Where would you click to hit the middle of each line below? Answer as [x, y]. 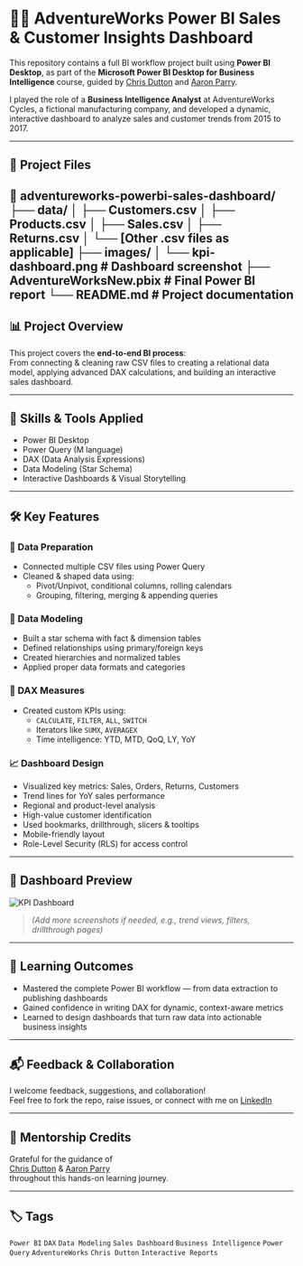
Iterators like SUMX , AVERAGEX [87, 729]
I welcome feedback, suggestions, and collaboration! [107, 1091]
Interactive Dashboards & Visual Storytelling [104, 479]
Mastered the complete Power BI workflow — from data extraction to [150, 988]
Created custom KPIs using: [74, 710]
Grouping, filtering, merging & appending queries [127, 595]
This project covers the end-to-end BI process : [98, 352]
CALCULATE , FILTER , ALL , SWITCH [91, 720]
